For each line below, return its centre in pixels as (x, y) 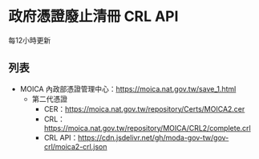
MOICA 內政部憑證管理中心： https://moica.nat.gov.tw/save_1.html (128, 88)
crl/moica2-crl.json (75, 146)
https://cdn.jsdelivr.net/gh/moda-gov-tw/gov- (153, 137)
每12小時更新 (30, 40)
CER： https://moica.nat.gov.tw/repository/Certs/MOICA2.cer (144, 108)
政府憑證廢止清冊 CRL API (93, 16)
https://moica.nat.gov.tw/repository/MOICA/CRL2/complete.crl (147, 128)
